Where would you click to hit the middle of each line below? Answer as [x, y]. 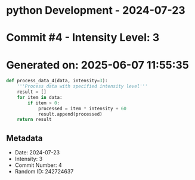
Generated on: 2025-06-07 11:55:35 [97, 65]
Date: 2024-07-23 [37, 153]
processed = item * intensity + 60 [82, 108]
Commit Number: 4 [38, 165]
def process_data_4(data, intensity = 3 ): [57, 81]
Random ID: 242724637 [44, 172]
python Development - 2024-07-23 [96, 10]
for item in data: [40, 97]
